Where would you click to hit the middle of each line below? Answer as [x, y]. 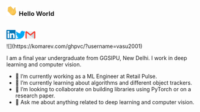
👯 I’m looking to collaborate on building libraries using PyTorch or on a [103, 89]
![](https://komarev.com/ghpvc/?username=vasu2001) [74, 46]
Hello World [37, 14]
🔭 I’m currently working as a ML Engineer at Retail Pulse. [86, 76]
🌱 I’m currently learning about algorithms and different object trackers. [104, 83]
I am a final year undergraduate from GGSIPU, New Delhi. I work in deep [97, 58]
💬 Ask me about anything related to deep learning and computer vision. [105, 102]
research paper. [35, 96]
